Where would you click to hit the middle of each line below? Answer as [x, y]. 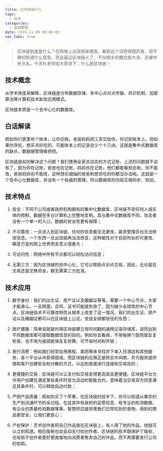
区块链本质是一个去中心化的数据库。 [41, 109]
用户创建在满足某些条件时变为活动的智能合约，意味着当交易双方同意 [84, 380]
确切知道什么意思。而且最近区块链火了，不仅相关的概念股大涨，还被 [85, 57]
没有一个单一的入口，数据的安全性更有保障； [57, 221]
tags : [10, 14]
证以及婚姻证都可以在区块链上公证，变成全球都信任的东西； [72, 319]
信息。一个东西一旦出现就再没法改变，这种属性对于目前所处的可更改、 [86, 238]
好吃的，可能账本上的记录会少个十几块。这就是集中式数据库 [98, 145]
